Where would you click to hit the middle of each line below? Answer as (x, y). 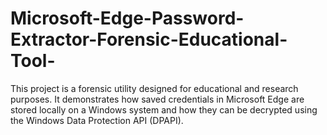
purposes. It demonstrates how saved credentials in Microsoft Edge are (157, 99)
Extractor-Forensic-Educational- (149, 39)
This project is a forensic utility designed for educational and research (154, 88)
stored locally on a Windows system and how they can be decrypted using (164, 109)
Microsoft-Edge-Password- (127, 18)
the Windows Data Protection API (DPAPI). (97, 120)
